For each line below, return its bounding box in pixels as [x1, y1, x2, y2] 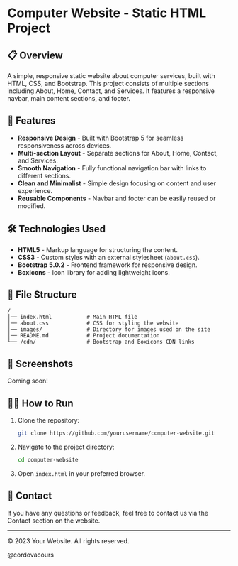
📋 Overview [7, 49, 64, 61]
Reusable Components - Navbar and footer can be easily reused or [17, 194, 216, 202]
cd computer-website [17, 456, 79, 463]
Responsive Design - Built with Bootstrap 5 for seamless [17, 134, 184, 142]
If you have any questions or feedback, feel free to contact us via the [7, 508, 209, 517]
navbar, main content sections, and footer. [7, 94, 131, 102]
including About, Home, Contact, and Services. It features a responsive [7, 87, 215, 95]
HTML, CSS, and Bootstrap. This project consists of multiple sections [7, 80, 209, 87]
